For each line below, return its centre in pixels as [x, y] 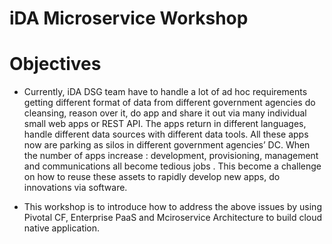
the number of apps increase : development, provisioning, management [171, 156]
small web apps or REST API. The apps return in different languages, [165, 124]
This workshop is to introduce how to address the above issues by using [172, 207]
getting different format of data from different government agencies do [169, 103]
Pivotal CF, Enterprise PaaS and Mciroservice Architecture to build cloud [173, 218]
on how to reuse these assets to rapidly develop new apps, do [152, 177]
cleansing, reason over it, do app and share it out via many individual [165, 113]
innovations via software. [75, 188]
